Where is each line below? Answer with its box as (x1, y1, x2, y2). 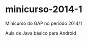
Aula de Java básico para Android (5, 30, 76, 36)
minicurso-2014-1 (5, 4, 82, 15)
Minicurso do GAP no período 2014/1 (5, 20, 82, 26)
